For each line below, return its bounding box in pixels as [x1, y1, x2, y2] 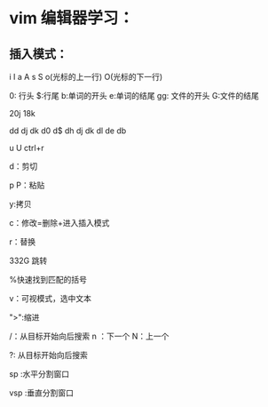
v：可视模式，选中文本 [9, 293, 91, 303]
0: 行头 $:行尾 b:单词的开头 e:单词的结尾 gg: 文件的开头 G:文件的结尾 [9, 91, 259, 100]
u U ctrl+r [9, 143, 44, 153]
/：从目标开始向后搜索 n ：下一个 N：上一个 [9, 331, 169, 341]
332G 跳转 [9, 255, 48, 266]
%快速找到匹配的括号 [9, 275, 87, 284]
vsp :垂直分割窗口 [9, 387, 74, 398]
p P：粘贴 [9, 180, 45, 190]
